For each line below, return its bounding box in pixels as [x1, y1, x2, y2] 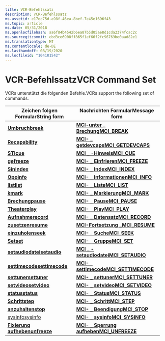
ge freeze [7, 158, 29, 165]
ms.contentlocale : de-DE [5, 44, 56, 49]
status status [7, 290, 38, 297]
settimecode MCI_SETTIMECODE [76, 266, 154, 273]
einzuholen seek [7, 229, 46, 236]
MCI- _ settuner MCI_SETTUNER [76, 274, 153, 281]
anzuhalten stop [7, 306, 45, 313]
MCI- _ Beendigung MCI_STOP [76, 306, 148, 313]
